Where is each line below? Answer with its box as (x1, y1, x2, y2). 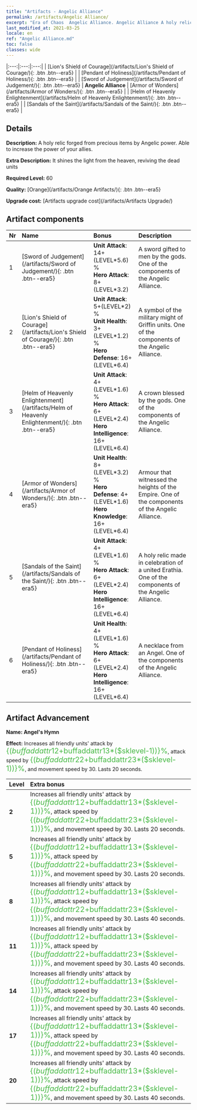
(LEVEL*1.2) (93, 332, 129, 340)
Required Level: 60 (6, 174, 53, 181)
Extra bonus (30, 781, 65, 789)
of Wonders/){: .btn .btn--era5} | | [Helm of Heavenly (47, 88, 176, 95)
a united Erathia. (138, 566, 183, 574)
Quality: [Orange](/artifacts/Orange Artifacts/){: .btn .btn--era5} (6, 186, 161, 193)
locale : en (6, 31, 33, 36)
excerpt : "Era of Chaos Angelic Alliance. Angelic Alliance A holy (6, 19, 177, 25)
